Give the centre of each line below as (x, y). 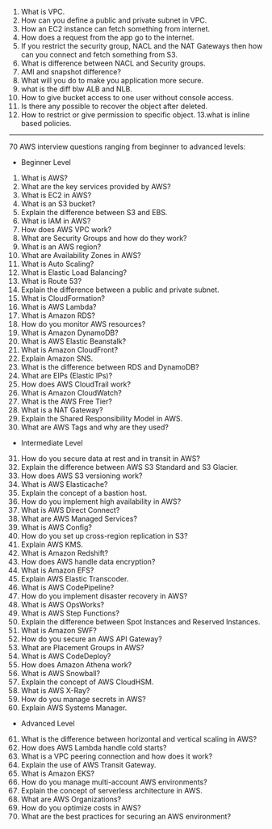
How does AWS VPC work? (66, 229)
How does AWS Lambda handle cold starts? (94, 748)
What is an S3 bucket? (58, 204)
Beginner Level (46, 162)
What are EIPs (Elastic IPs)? (67, 376)
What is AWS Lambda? (59, 307)
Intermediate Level (52, 443)
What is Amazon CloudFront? (69, 350)
